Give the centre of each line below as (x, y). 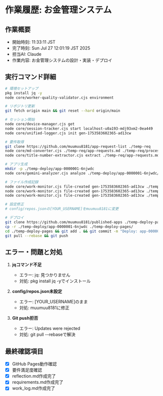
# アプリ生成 (16, 164)
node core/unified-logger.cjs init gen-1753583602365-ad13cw (68, 133)
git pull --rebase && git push (37, 236)
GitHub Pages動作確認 (34, 364)
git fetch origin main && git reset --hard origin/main (63, 111)
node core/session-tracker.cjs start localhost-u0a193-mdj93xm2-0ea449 (79, 129)
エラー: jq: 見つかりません (45, 275)
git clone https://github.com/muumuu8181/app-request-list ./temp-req (78, 146)
